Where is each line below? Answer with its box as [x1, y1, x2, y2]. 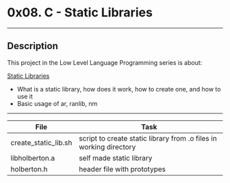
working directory [78, 142, 136, 152]
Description [7, 40, 58, 52]
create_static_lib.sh [10, 138, 73, 147]
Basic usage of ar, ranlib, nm [16, 99, 98, 107]
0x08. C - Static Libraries [7, 5, 153, 20]
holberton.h [10, 164, 48, 173]
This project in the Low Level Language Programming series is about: [7, 58, 203, 66]
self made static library [78, 153, 153, 163]
